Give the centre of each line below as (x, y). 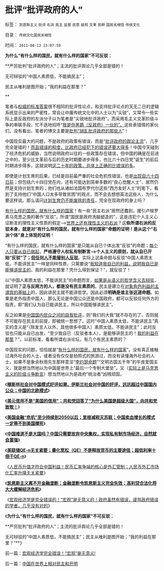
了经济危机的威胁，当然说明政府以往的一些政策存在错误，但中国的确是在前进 (82, 153)
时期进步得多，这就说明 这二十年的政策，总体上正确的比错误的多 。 (71, 165)
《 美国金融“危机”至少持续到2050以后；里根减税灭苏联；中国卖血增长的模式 (80, 417)
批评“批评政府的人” (44, 10)
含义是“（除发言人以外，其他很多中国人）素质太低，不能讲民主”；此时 (83, 327)
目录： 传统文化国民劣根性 (29, 35)
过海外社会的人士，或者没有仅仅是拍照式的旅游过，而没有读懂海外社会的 (78, 355)
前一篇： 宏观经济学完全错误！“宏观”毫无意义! (51, 553)
